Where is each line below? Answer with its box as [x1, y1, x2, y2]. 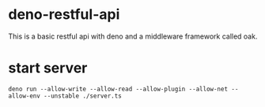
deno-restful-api [8, 6, 120, 24]
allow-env [8, 92, 41, 100]
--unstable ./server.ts [43, 92, 123, 100]
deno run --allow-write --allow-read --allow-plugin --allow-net [8, 85, 228, 93]
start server [8, 59, 88, 77]
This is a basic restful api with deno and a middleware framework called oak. [8, 31, 258, 41]
